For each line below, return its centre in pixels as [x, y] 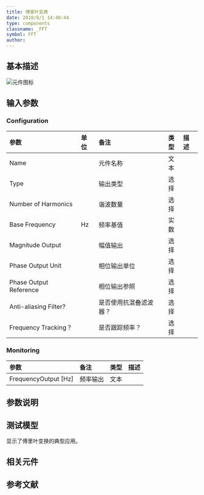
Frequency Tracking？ [41, 327]
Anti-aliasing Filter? [37, 306]
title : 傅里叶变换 [27, 12]
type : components [28, 23]
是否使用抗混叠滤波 [126, 302]
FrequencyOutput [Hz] [42, 379]
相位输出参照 [117, 286]
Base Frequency [32, 224]
